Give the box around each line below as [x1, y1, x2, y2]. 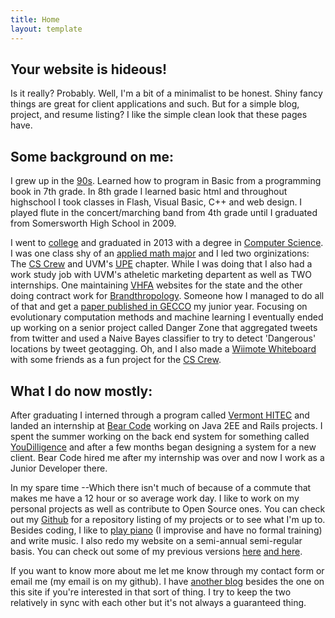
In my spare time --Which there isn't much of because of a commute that [10, 481, 312, 493]
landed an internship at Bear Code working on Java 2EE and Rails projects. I [10, 419, 323, 431]
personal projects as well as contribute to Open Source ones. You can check [10, 502, 326, 515]
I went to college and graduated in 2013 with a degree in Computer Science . [10, 237, 324, 249]
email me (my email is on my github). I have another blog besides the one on [10, 575, 325, 587]
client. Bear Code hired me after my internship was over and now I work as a [10, 451, 325, 463]
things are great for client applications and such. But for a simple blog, [10, 98, 300, 110]
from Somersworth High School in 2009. [10, 217, 177, 230]
